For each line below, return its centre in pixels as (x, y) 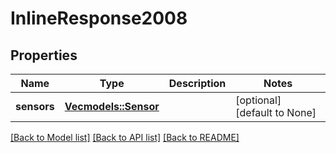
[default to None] (276, 112)
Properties (44, 55)
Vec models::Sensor (112, 106)
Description (197, 83)
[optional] (258, 100)
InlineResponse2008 (99, 18)
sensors (35, 106)
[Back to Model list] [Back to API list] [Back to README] (125, 137)
